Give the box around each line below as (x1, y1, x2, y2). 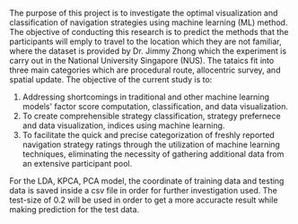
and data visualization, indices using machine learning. (22, 120, 225, 131)
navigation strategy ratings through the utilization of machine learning (22, 139, 281, 150)
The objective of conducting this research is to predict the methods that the (9, 27, 289, 37)
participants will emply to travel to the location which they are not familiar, (9, 36, 282, 47)
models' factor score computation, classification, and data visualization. (22, 101, 289, 111)
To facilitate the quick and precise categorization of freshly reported (22, 130, 276, 140)
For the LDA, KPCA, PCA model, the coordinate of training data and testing (9, 176, 285, 186)
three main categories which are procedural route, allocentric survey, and (9, 65, 281, 75)
